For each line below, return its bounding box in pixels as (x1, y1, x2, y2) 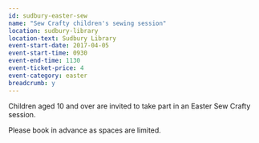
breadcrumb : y (8, 79, 56, 87)
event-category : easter (8, 71, 88, 80)
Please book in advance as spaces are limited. (8, 125, 162, 135)
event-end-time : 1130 (8, 57, 81, 65)
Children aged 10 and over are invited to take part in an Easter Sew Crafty (8, 101, 251, 111)
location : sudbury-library (8, 27, 99, 35)
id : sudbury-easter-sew (8, 11, 88, 20)
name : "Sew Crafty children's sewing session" (8, 19, 167, 27)
